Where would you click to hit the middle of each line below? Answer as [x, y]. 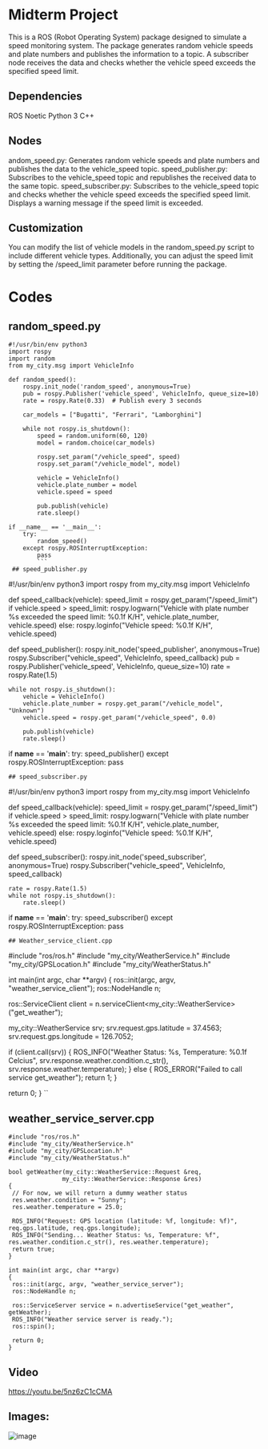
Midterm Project [63, 15]
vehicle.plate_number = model [87, 485]
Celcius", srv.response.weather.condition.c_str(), [88, 1061]
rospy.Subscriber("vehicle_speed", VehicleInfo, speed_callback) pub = [124, 658]
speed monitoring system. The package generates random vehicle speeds [131, 45]
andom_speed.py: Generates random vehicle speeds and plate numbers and [134, 160]
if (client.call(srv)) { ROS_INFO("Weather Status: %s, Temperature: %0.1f [128, 1052]
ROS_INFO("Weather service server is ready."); [92, 1320]
